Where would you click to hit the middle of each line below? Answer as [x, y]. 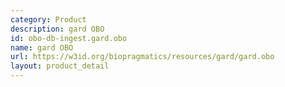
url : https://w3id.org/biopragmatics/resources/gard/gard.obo [142, 57]
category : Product [48, 19]
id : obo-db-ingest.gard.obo [69, 38]
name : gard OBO [42, 47]
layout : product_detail [60, 66]
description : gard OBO [57, 29]
